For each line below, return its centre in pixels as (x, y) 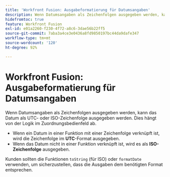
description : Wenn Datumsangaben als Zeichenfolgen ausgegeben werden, (82, 15)
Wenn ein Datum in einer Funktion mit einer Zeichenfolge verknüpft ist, (86, 133)
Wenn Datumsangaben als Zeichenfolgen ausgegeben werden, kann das (81, 112)
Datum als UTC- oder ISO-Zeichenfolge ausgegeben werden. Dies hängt (81, 118)
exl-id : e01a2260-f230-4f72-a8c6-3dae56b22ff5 (55, 29)
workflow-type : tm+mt (28, 38)
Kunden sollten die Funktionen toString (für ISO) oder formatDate (73, 159)
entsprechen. (19, 169)
